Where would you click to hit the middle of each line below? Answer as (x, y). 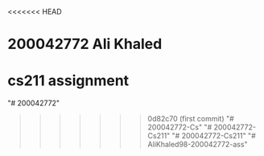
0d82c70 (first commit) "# (191, 119)
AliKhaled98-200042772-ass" (198, 145)
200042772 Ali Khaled (85, 44)
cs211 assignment (68, 81)
